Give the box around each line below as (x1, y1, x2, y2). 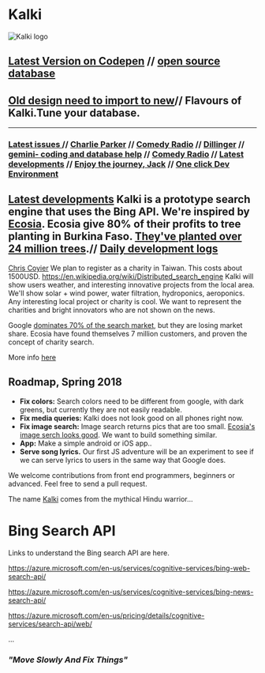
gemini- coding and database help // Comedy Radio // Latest (8, 149, 244, 160)
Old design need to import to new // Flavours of (8, 93, 242, 107)
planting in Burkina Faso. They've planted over (8, 230, 242, 243)
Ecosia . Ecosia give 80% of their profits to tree (8, 217, 241, 231)
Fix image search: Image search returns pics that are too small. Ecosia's (19, 421, 256, 431)
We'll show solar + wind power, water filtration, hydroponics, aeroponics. (8, 288, 245, 298)
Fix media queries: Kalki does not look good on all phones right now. (19, 413, 244, 423)
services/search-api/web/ (8, 618, 93, 629)
